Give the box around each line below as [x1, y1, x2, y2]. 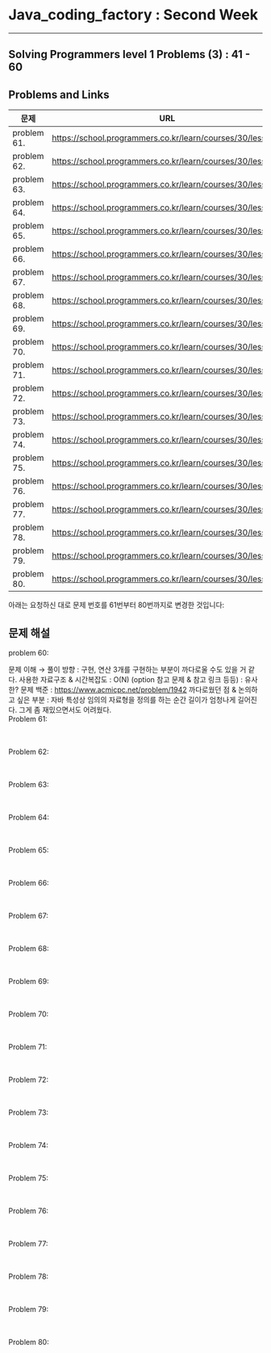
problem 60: [8, 647, 49, 657]
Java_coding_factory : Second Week [8, 6, 259, 24]
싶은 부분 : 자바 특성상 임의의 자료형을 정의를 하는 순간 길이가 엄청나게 [16, 694, 236, 704]
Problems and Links [8, 87, 110, 102]
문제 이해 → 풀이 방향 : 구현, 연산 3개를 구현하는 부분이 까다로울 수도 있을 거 [8, 664, 247, 674]
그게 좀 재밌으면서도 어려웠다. [19, 705, 112, 714]
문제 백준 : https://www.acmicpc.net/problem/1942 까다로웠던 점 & [19, 685, 236, 694]
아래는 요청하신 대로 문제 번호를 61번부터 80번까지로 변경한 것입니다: [8, 600, 225, 610]
